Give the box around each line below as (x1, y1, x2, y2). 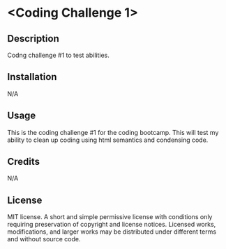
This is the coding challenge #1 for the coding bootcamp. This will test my (7, 128, 219, 136)
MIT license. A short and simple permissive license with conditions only (7, 213, 213, 221)
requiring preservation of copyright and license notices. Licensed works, (7, 220, 216, 229)
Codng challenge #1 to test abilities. (7, 51, 110, 59)
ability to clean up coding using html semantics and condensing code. (7, 136, 209, 144)
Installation (7, 71, 57, 83)
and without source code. (7, 235, 81, 243)
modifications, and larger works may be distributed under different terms (7, 227, 217, 236)
